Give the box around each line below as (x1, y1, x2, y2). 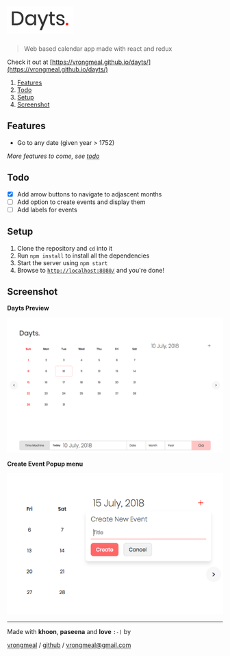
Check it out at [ (7, 58, 53, 66)
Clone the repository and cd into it (16, 244, 113, 252)
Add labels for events (16, 205, 77, 214)
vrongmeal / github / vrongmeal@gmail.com (7, 641, 131, 649)
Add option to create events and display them (16, 198, 146, 206)
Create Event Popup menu (7, 460, 84, 468)
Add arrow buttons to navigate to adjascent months (16, 190, 162, 198)
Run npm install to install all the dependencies (16, 251, 150, 260)
